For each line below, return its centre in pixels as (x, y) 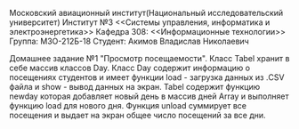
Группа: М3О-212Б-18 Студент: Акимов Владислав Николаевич (129, 41)
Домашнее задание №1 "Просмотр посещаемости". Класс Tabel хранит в (149, 58)
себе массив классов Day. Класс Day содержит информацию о (130, 68)
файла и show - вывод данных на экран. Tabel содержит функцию (135, 87)
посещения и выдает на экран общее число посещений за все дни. (137, 115)
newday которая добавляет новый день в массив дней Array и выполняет (149, 96)
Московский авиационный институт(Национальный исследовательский (146, 13)
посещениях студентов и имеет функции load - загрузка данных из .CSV (147, 77)
